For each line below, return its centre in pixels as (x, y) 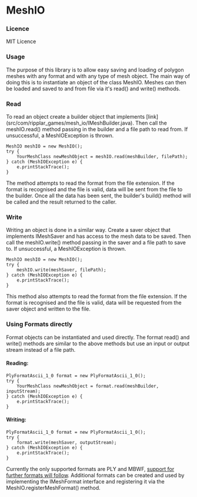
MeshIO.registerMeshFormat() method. (54, 488)
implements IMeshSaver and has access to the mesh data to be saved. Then (98, 236)
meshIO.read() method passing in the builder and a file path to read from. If (97, 129)
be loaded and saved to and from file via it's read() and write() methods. (93, 89)
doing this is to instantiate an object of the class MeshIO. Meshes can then (96, 82)
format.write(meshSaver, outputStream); (67, 443)
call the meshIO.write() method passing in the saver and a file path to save (96, 243)
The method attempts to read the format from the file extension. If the (90, 183)
